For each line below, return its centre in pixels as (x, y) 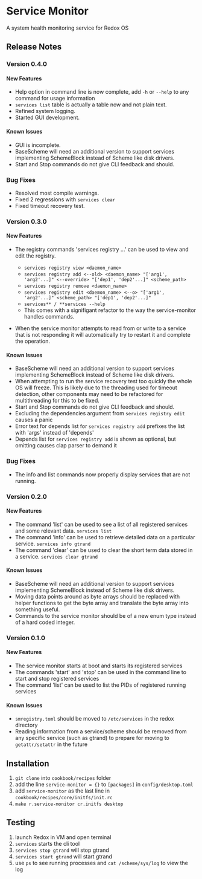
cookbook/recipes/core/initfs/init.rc (64, 798)
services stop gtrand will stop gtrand (62, 850)
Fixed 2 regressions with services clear (65, 199)
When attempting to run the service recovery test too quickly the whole (103, 381)
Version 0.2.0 (27, 496)
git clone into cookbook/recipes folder (63, 778)
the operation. (32, 341)
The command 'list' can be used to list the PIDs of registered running (100, 685)
